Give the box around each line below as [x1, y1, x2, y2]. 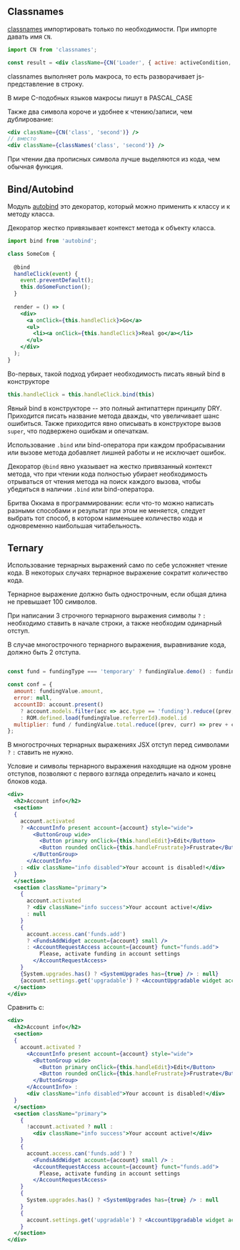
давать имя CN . [7, 32, 52, 41]
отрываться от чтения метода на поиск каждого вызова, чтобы [7, 477, 201, 485]
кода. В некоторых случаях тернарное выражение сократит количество [7, 568, 229, 577]
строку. [61, 79, 84, 88]
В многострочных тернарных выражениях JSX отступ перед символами [7, 740, 229, 749]
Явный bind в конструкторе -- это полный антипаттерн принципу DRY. [7, 404, 222, 412]
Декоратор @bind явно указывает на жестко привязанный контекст [7, 462, 213, 470]
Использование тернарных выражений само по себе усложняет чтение [7, 561, 228, 570]
